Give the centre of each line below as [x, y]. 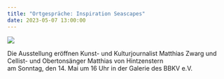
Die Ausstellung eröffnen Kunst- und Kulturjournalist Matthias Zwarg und [112, 53]
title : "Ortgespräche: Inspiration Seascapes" [76, 14]
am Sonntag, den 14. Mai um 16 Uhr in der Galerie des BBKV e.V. [100, 68]
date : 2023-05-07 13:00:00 [47, 20]
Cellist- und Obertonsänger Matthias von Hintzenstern [85, 61]
